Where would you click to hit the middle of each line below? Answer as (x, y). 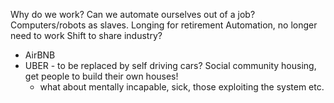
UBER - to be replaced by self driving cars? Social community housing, (170, 65)
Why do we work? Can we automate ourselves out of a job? (133, 14)
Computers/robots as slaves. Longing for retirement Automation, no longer (164, 25)
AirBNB (40, 55)
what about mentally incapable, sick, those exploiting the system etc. (182, 87)
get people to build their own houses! (101, 76)
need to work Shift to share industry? (86, 35)
